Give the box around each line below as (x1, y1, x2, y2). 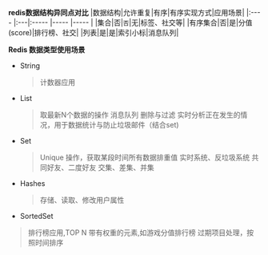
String (19, 61, 41, 71)
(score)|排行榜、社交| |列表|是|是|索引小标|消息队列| (8, 28, 179, 37)
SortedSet (19, 212, 54, 221)
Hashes (19, 179, 46, 188)
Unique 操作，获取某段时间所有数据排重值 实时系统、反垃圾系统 (39, 152, 250, 162)
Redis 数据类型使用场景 (8, 45, 86, 55)
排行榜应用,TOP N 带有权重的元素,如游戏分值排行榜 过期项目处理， (27, 228, 247, 237)
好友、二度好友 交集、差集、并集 (46, 163, 154, 172)
